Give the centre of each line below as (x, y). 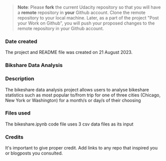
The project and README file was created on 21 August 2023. (69, 52)
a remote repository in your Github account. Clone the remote (81, 12)
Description (20, 78)
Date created (21, 41)
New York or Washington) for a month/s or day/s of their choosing (73, 100)
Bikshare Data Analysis (34, 65)
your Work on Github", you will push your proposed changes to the (86, 23)
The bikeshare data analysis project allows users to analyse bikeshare (77, 89)
